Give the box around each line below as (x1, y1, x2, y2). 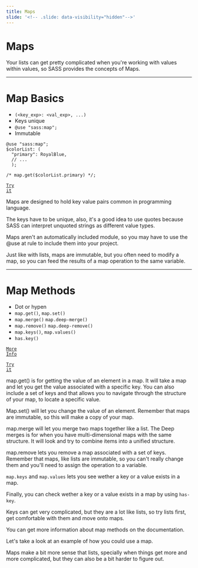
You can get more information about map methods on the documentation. (6, 526, 184, 533)
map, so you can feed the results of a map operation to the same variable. (6, 257, 186, 265)
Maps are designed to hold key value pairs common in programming (6, 198, 172, 205)
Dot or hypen (14, 303, 47, 311)
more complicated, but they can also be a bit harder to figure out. (6, 556, 164, 563)
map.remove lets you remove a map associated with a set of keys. (6, 449, 167, 456)
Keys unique (14, 117, 45, 125)
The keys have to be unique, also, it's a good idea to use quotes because (6, 216, 184, 223)
